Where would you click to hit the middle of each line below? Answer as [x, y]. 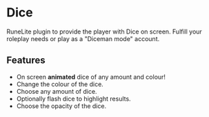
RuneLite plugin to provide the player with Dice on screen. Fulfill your [104, 31]
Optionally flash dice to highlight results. [74, 99]
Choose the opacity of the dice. [61, 106]
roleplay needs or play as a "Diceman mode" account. [83, 38]
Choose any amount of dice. [57, 91]
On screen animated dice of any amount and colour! [91, 77]
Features [26, 61]
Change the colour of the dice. [60, 84]
